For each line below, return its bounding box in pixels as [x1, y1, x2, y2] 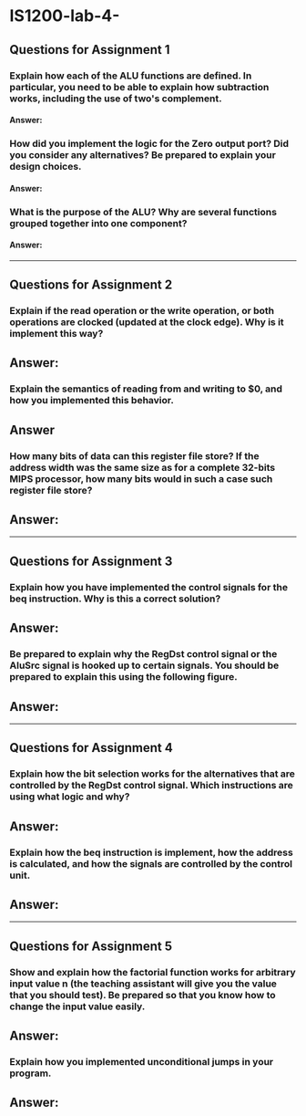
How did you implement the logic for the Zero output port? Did [9, 138, 290, 151]
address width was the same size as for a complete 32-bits [9, 461, 276, 474]
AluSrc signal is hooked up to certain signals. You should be [9, 659, 280, 672]
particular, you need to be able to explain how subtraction [9, 80, 270, 93]
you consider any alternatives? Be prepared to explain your [9, 149, 276, 162]
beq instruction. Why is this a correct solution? [9, 592, 221, 605]
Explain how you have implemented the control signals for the [9, 580, 289, 593]
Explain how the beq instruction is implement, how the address [9, 846, 293, 859]
